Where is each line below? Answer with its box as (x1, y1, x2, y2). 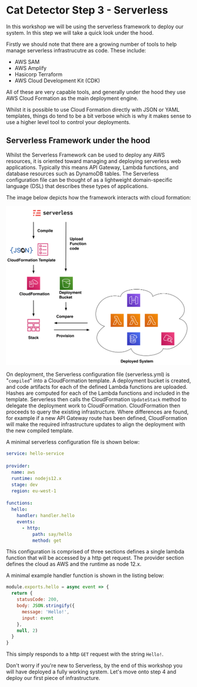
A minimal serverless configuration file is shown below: (6, 439, 140, 446)
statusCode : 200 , (16, 596, 59, 603)
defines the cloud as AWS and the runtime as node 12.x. (6, 561, 142, 568)
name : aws (11, 469, 35, 475)
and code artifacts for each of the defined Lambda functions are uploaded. (6, 383, 188, 391)
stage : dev (11, 482, 38, 488)
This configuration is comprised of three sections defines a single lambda (6, 548, 185, 555)
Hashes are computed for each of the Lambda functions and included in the (6, 389, 190, 397)
